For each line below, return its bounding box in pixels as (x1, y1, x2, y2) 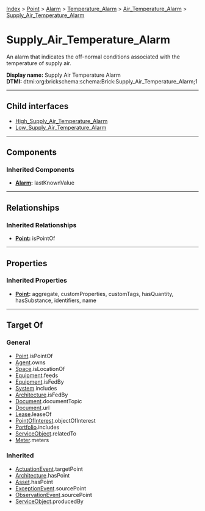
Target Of (6, 320, 43, 331)
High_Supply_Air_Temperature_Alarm (15, 117, 108, 124)
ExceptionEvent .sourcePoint (15, 484, 87, 492)
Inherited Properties (6, 277, 67, 285)
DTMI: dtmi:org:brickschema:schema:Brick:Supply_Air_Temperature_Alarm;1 (6, 77, 198, 85)
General (6, 338, 31, 347)
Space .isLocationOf (15, 365, 65, 372)
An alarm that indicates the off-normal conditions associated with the (6, 53, 180, 60)
